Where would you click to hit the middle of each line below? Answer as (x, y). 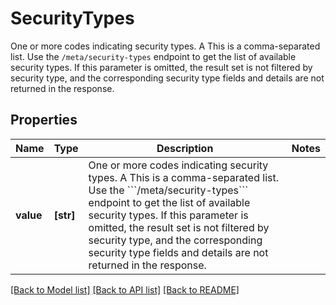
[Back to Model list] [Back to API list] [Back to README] (125, 289)
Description (185, 148)
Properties (44, 120)
